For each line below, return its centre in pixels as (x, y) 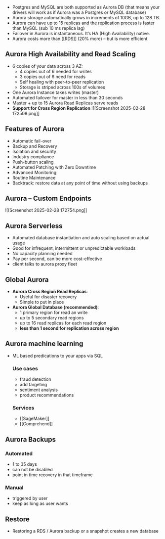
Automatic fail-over (32, 141)
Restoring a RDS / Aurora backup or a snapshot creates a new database (85, 531)
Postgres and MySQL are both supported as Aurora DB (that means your (86, 7)
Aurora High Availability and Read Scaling (70, 54)
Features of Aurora (35, 129)
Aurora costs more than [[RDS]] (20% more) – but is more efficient (80, 39)
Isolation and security (34, 151)
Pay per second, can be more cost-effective (57, 259)
